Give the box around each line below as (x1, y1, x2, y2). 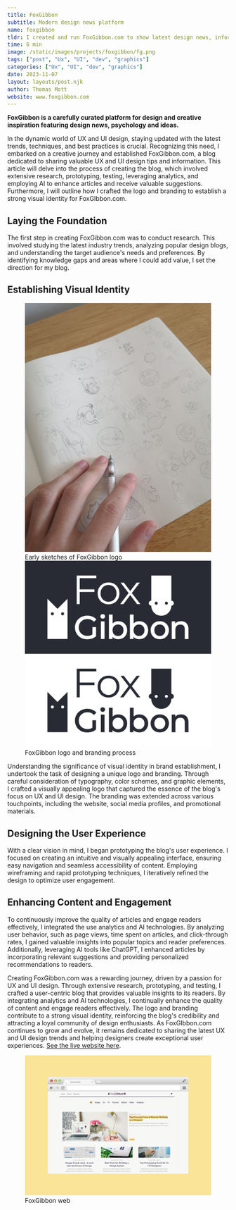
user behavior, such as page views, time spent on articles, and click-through (7, 930, 228, 939)
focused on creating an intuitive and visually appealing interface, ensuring (7, 853, 222, 863)
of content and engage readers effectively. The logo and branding (7, 1004, 199, 1012)
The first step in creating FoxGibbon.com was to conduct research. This (7, 233, 216, 242)
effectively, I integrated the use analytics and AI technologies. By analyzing (7, 922, 225, 931)
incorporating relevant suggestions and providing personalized (7, 952, 190, 961)
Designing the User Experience (7, 827, 146, 839)
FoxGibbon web (25, 1196, 70, 1204)
